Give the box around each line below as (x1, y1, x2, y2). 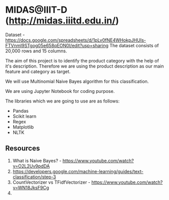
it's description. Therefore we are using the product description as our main (5, 63, 164, 69)
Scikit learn (12, 113, 37, 119)
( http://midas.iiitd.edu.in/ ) (5, 15, 119, 26)
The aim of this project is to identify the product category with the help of (5, 57, 159, 63)
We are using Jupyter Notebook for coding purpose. (5, 88, 115, 94)
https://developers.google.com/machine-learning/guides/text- (12, 168, 144, 174)
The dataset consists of (109, 42, 159, 48)
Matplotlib (12, 124, 34, 130)
